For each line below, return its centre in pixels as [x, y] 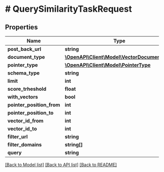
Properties [21, 27]
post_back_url [24, 49]
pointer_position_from [34, 105]
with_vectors [23, 97]
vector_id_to [22, 129]
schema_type [24, 73]
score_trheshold [27, 89]
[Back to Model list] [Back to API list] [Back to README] [61, 165]
